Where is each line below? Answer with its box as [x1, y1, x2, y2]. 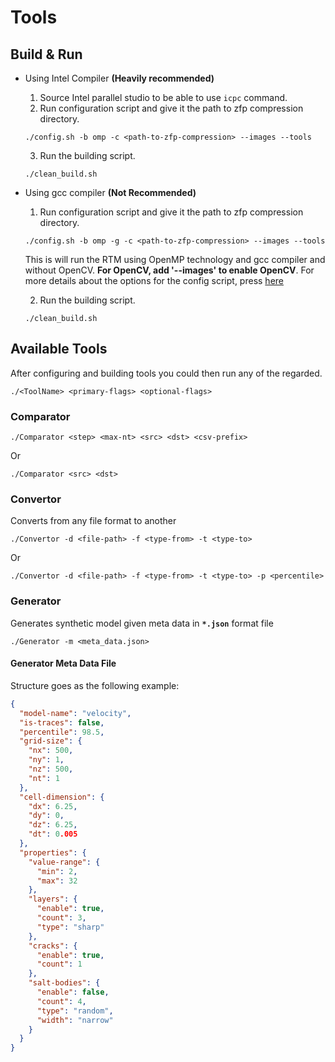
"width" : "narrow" [36, 1015, 114, 1025]
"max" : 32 [36, 876, 78, 886]
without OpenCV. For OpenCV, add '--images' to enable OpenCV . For [24, 264, 315, 276]
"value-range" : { [28, 857, 101, 867]
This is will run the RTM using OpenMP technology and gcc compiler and [24, 254, 326, 265]
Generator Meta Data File [10, 657, 117, 670]
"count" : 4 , [36, 996, 87, 1006]
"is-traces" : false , [19, 717, 105, 728]
